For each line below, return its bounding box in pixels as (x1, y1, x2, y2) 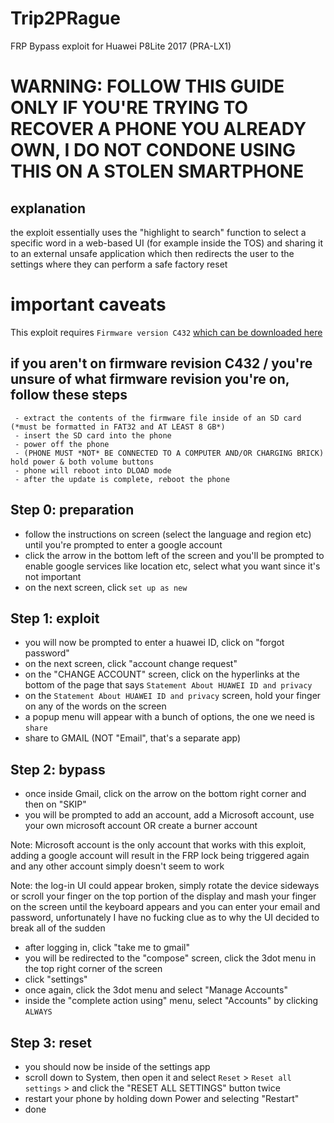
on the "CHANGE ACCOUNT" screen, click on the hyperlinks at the (24, 668, 300, 681)
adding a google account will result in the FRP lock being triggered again (10, 850, 310, 862)
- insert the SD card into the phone (14, 430, 172, 441)
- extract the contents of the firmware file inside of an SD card (14, 413, 302, 423)
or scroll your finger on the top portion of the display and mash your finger (10, 890, 317, 902)
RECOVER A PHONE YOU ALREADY (10, 118, 307, 141)
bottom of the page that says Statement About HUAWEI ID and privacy (24, 679, 313, 691)
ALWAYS (24, 1007, 53, 1017)
